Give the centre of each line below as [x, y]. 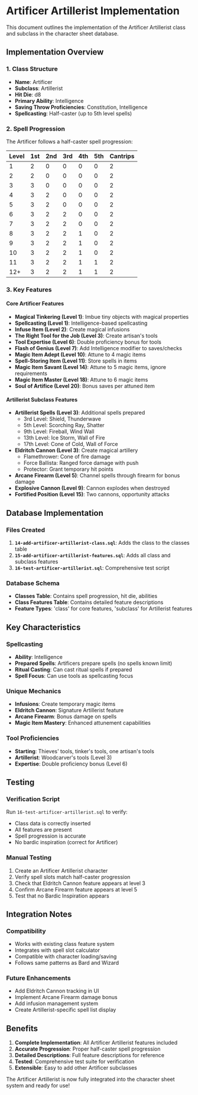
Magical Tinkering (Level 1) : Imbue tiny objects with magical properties [102, 317]
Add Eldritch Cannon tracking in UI [57, 991]
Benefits [22, 1028]
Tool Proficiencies [33, 738]
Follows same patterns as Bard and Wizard [67, 963]
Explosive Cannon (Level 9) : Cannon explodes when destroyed [92, 488]
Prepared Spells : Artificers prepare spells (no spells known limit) [93, 663]
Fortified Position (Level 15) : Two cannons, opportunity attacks [92, 495]
